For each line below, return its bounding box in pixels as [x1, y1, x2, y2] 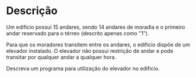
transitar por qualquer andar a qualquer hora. [6, 53, 117, 60]
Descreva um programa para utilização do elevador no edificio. [6, 65, 160, 72]
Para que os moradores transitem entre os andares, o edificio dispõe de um [6, 41, 191, 48]
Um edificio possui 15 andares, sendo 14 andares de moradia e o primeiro [6, 23, 185, 30]
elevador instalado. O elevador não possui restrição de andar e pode [6, 47, 173, 54]
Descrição [6, 4, 58, 18]
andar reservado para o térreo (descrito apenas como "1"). [6, 29, 149, 36]
